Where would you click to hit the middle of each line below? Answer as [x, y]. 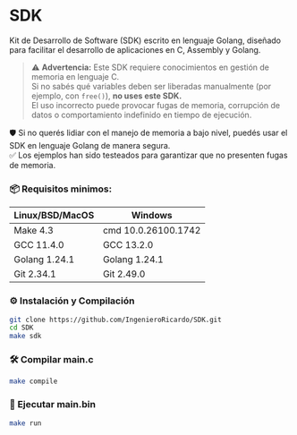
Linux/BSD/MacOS [54, 216]
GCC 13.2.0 [128, 245]
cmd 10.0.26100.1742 [152, 231]
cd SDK [21, 328]
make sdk [25, 337]
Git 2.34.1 [35, 274]
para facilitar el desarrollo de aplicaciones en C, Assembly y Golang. [135, 49]
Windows [152, 216]
